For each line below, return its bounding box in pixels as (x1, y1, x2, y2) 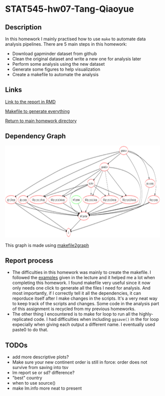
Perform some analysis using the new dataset (12, 61, 105, 67)
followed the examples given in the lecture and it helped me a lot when (12, 275, 156, 281)
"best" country (12, 375, 43, 381)
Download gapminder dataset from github (12, 51, 97, 56)
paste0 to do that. (12, 327, 49, 333)
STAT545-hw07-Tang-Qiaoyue (5, 3, 134, 15)
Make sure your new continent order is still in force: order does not (12, 359, 147, 365)
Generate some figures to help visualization (12, 66, 101, 72)
